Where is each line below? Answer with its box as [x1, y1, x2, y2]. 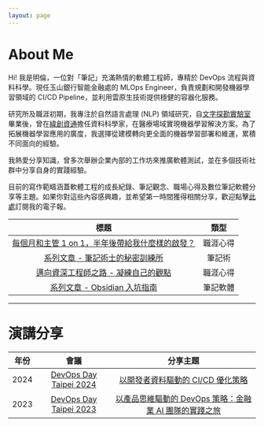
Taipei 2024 [51, 379, 97, 390]
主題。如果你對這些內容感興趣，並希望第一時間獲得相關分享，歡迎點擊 [21, 191, 249, 201]
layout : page [8, 11, 51, 20]
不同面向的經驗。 [8, 139, 64, 148]
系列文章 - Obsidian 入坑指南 [49, 281, 158, 292]
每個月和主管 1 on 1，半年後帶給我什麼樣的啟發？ [12, 237, 196, 248]
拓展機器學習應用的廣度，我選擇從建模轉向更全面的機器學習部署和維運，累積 [8, 128, 256, 138]
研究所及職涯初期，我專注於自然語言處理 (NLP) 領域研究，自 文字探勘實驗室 [8, 109, 251, 118]
